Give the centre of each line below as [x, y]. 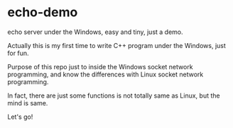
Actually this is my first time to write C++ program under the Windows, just [116, 45]
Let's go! [20, 117]
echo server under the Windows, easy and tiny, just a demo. [95, 32]
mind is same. [28, 103]
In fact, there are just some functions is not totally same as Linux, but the [114, 95]
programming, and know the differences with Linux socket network [105, 74]
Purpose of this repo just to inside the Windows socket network [100, 66]
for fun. [18, 53]
